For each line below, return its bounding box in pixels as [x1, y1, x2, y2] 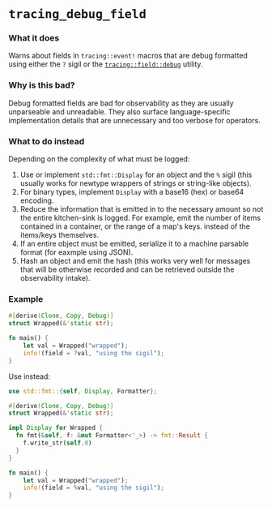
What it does [8, 32, 60, 44]
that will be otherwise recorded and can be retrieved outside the [19, 264, 235, 274]
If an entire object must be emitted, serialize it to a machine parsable [19, 238, 249, 249]
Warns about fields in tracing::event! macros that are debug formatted [8, 51, 249, 61]
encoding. [19, 195, 54, 205]
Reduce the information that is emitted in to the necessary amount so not [19, 204, 264, 214]
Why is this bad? [8, 79, 75, 91]
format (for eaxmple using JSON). [19, 247, 134, 257]
